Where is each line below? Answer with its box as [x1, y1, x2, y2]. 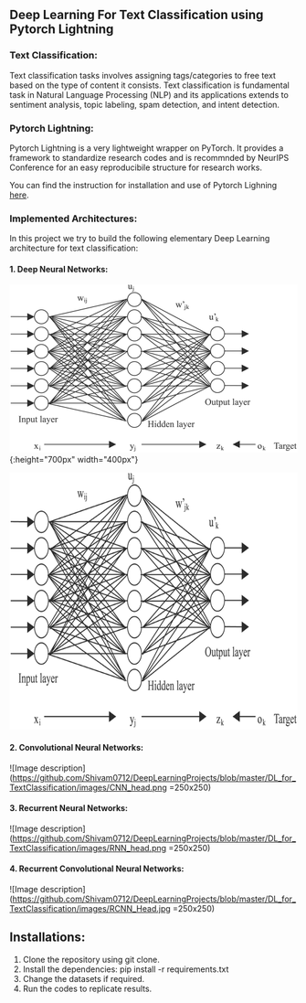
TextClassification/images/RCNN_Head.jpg [9, 903, 171, 914]
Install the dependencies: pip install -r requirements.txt [22, 964, 229, 975]
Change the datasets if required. [22, 973, 145, 984]
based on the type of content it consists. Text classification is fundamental [9, 80, 290, 91]
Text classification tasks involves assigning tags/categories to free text [9, 69, 277, 80]
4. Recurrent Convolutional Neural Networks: [9, 863, 185, 874]
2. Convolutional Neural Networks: [9, 742, 144, 753]
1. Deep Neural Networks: [9, 263, 109, 274]
